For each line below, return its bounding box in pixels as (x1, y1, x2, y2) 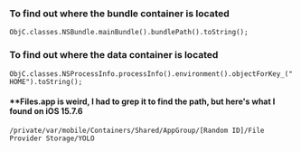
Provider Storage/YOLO (9, 134, 95, 143)
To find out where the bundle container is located (9, 7, 230, 20)
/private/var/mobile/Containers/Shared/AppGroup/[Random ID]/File (9, 126, 265, 135)
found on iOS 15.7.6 (9, 106, 83, 117)
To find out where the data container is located (9, 49, 219, 62)
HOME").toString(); (9, 77, 83, 86)
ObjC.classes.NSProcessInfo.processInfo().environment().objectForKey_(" (9, 69, 294, 79)
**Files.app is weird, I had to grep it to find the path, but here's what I (9, 96, 276, 107)
